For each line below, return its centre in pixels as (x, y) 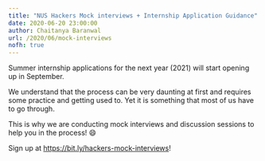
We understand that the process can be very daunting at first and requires (130, 92)
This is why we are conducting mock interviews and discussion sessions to (131, 124)
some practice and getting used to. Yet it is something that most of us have (131, 100)
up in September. (37, 77)
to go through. (32, 109)
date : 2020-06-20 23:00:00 (53, 23)
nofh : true (26, 45)
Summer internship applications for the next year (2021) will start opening (129, 68)
